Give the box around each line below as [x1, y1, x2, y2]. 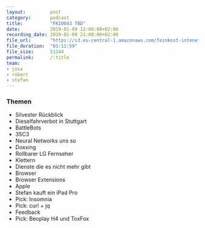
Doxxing [15, 144, 37, 151]
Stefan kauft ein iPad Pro [15, 189, 78, 196]
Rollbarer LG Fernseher [15, 150, 74, 158]
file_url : [6, 37, 32, 43]
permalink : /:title [6, 54, 70, 61]
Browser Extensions [15, 176, 66, 183]
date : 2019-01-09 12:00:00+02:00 [6, 26, 119, 32]
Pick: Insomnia [15, 196, 52, 203]
